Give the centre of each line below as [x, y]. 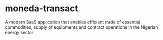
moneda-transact [42, 9]
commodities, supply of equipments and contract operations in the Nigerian [81, 27]
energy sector [19, 32]
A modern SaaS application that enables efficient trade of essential [73, 22]
